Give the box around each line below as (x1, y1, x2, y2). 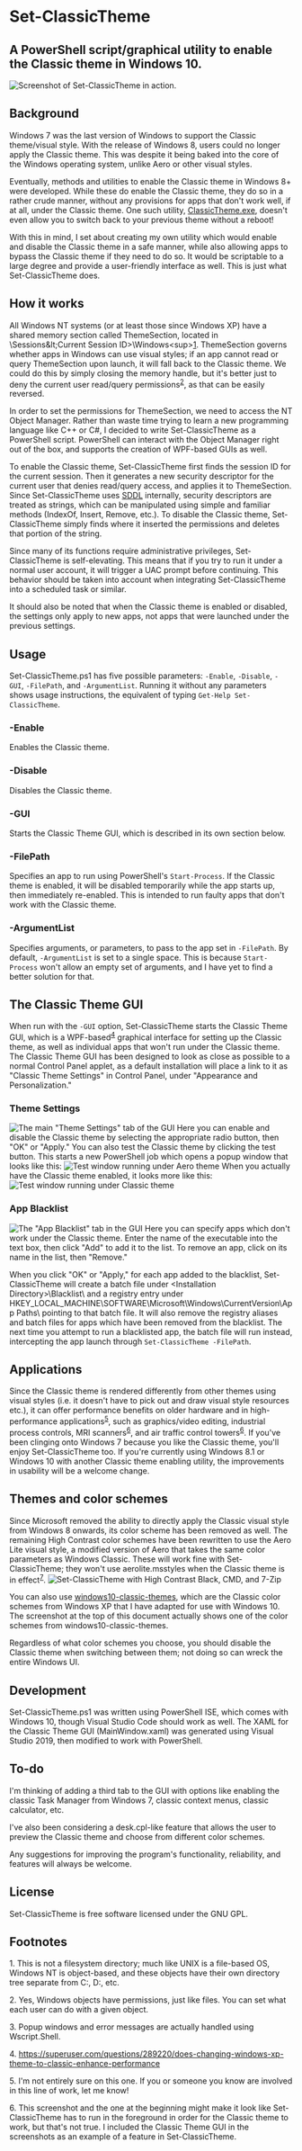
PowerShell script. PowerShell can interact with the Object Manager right (9, 435, 280, 445)
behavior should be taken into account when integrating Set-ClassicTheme (9, 574, 286, 586)
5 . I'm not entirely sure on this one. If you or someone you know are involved (9, 2075, 293, 2086)
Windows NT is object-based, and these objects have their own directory (9, 1967, 280, 1978)
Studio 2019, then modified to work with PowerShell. (9, 1735, 203, 1746)
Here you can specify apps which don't (145, 1223, 290, 1233)
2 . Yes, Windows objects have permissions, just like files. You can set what (9, 1994, 287, 2005)
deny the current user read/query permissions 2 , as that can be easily (9, 377, 265, 390)
